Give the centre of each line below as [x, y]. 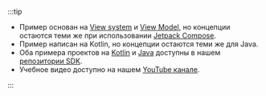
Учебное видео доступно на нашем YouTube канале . [109, 70]
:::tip [15, 12]
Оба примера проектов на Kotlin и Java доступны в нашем [120, 52]
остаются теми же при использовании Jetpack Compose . [117, 36]
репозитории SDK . [51, 61]
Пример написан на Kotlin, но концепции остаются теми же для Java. [139, 44]
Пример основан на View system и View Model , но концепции [125, 27]
